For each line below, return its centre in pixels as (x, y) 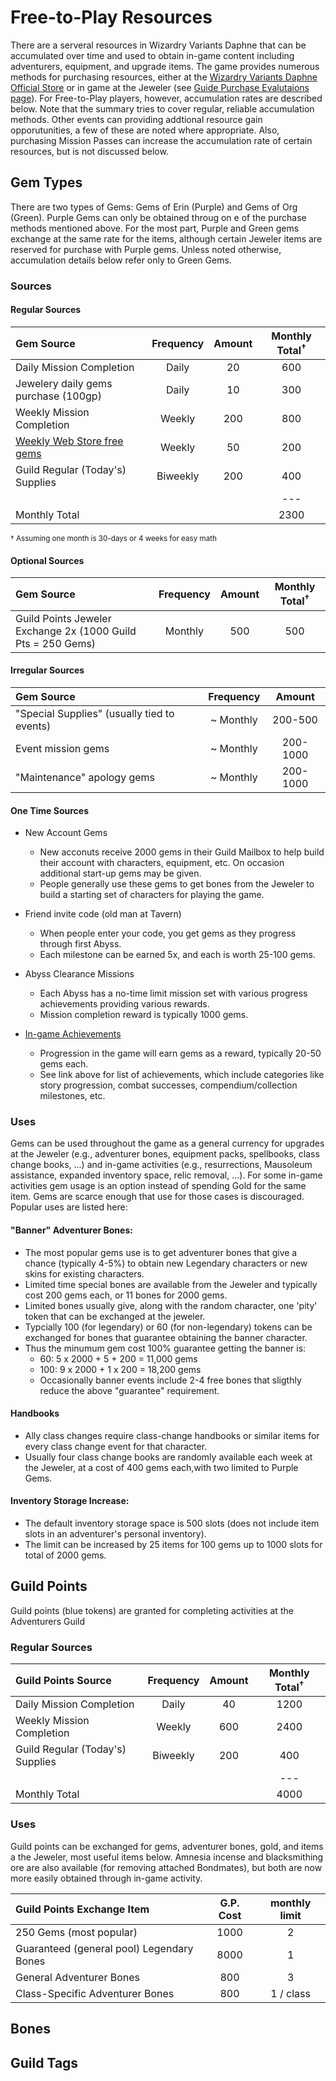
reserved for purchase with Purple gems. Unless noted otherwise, (146, 249)
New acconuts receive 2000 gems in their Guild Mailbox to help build (182, 852)
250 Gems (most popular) (76, 1932)
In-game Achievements (73, 1034)
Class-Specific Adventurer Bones (95, 1993)
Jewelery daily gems (64, 384)
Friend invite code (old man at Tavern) (103, 914)
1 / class (290, 1993)
